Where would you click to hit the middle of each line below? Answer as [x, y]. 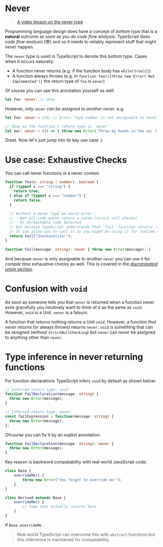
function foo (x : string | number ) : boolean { [52, 182]
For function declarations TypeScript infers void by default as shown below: [81, 381]
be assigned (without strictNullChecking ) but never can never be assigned [80, 332]
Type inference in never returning [74, 357]
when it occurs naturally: [30, 61]
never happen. [19, 47]
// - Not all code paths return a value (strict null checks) [73, 218]
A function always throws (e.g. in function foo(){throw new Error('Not [83, 76]
